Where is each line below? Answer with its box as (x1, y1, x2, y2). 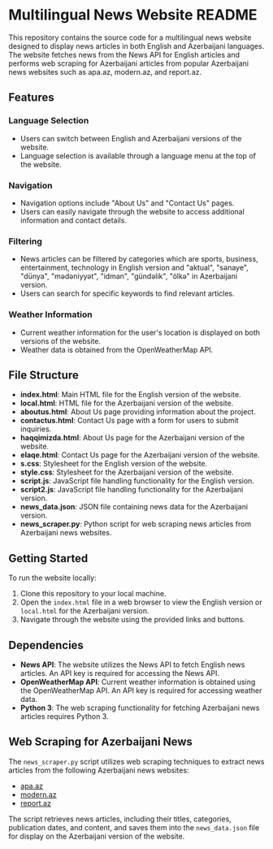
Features (8, 91, 54, 105)
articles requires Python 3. (19, 711, 109, 721)
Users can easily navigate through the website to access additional (19, 206, 245, 216)
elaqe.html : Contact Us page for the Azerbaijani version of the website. (19, 450, 260, 460)
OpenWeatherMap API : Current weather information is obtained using (19, 677, 256, 687)
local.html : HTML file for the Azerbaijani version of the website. (19, 398, 234, 408)
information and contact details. (19, 215, 128, 225)
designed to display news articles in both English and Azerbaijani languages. (8, 41, 265, 50)
